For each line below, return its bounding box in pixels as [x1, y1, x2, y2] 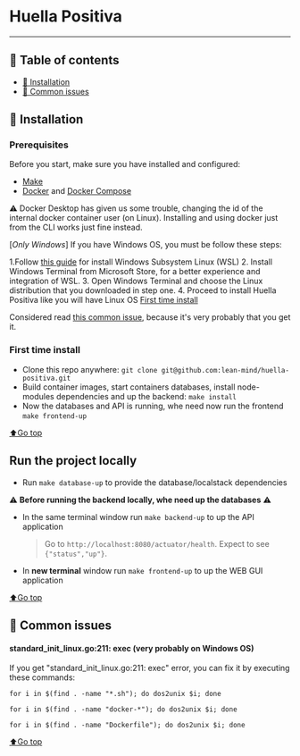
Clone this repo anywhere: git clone [21, 364, 158, 374]
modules [21, 391, 55, 401]
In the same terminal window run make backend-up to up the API [21, 511, 254, 522]
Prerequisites [9, 139, 69, 151]
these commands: [9, 672, 76, 683]
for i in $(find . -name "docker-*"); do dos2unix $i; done [9, 705, 238, 714]
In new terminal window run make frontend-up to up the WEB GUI [21, 565, 263, 575]
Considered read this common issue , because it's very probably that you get [9, 312, 291, 323]
